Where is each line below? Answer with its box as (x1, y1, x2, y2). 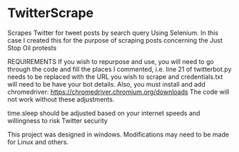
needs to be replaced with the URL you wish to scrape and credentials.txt (7, 72, 223, 81)
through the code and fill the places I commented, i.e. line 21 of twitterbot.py (7, 65, 232, 73)
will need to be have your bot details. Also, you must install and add (7, 80, 205, 88)
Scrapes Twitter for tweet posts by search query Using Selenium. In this (7, 28, 219, 37)
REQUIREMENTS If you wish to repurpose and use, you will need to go (7, 57, 214, 65)
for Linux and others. (7, 137, 69, 146)
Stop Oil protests (7, 43, 57, 52)
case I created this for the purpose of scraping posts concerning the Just (7, 36, 223, 44)
